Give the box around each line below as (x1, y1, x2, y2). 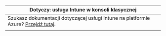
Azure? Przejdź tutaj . (7, 21, 56, 28)
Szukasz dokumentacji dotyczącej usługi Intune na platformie (7, 15, 150, 21)
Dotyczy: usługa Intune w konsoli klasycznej (29, 6, 137, 13)
